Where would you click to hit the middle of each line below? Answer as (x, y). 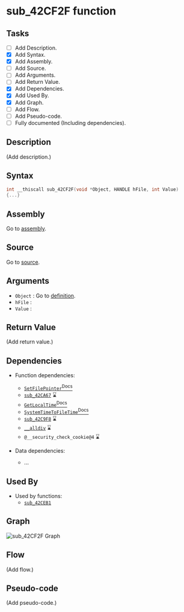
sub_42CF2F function (61, 11)
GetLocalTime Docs (45, 404)
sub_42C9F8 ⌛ (40, 419)
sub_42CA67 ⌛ (40, 395)
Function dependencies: (45, 375)
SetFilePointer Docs (48, 387)
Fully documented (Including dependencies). (70, 123)
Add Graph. (29, 102)
